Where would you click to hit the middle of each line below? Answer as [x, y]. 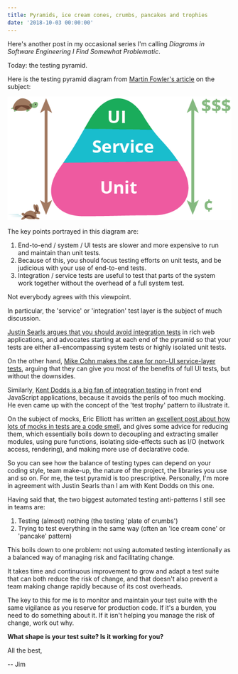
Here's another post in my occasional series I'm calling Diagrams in [106, 43]
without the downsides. [42, 376]
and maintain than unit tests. [59, 253]
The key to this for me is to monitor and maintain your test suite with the [113, 600]
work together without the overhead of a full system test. [101, 283]
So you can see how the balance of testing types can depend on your [109, 463]
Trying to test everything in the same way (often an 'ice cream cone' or [121, 529]
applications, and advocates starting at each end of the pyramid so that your [119, 340]
